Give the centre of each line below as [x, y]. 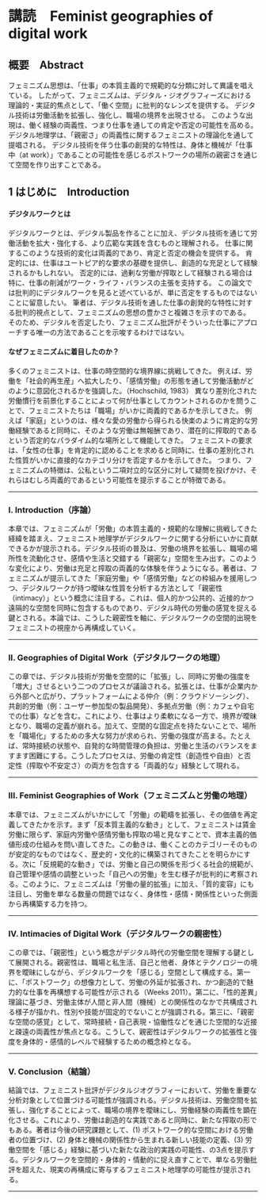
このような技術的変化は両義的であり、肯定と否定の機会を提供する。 [133, 253]
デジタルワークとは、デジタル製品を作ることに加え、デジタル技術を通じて [129, 233]
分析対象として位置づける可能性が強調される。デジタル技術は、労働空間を [129, 1100]
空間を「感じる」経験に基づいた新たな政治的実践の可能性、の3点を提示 [131, 1150]
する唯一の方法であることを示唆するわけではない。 [105, 332]
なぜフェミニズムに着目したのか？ [64, 352]
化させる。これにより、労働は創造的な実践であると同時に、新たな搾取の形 [129, 1120]
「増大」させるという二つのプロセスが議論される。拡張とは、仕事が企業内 [129, 686]
